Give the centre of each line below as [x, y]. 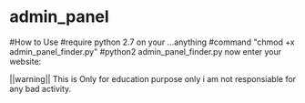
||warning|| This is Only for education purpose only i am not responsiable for [153, 78]
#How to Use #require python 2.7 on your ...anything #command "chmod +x [152, 42]
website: [25, 61]
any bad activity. [41, 88]
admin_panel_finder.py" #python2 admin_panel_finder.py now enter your [146, 51]
